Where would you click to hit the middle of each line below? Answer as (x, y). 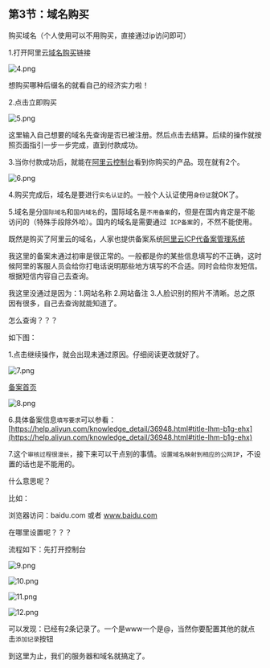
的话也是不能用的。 (47, 464)
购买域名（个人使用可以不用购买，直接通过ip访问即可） (99, 35)
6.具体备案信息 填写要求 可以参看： (62, 420)
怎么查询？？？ (33, 320)
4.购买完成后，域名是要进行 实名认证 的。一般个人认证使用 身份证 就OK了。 (125, 195)
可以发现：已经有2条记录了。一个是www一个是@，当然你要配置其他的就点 (132, 629)
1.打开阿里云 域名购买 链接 (49, 52)
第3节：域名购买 (49, 14)
